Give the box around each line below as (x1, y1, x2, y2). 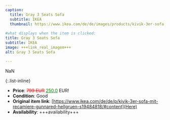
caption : (5, 7, 24, 13)
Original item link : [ (12, 98, 54, 104)
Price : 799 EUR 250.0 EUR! (12, 87, 69, 93)
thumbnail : (10, 21, 33, 27)
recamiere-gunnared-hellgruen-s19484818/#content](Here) (12, 103, 138, 109)
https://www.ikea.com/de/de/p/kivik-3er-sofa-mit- (53, 98, 158, 104)
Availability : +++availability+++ (12, 109, 79, 115)
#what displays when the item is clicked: (5, 31, 96, 36)
